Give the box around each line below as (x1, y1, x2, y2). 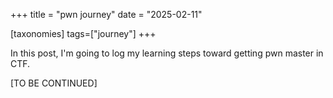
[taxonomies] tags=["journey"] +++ (10, 28, 157, 39)
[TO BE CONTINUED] (10, 77, 98, 89)
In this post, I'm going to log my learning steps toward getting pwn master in (10, 47, 324, 59)
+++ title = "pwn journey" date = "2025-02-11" (10, 9, 203, 20)
